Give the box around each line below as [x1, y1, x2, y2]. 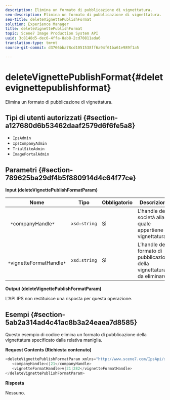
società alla [137, 214, 165, 221]
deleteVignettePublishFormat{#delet [5, 71, 163, 83]
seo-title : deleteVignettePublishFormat [5, 17, 92, 22]
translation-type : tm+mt [5, 41, 58, 46]
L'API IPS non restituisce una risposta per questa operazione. [5, 296, 133, 302]
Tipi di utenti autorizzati [5, 113, 82, 122]
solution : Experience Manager [5, 21, 69, 27]
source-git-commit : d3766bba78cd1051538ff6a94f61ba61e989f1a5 [5, 45, 139, 50]
